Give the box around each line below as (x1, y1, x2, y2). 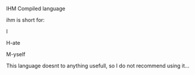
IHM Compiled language (6, 5, 65, 12)
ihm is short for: (6, 17, 45, 23)
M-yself (6, 51, 26, 58)
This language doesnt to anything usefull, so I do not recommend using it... (6, 62, 190, 69)
